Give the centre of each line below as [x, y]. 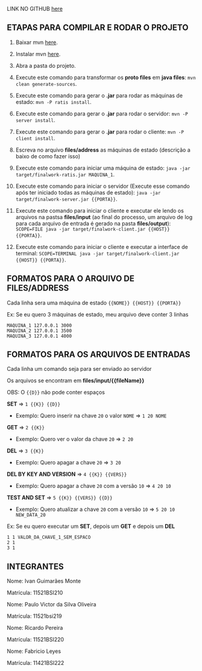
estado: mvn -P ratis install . [54, 101]
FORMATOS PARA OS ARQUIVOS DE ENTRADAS [99, 355]
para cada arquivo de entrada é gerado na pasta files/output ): [93, 223]
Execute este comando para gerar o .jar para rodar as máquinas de [99, 95]
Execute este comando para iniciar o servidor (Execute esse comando [103, 186]
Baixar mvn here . [36, 42]
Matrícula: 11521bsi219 [34, 616]
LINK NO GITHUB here [35, 9]
